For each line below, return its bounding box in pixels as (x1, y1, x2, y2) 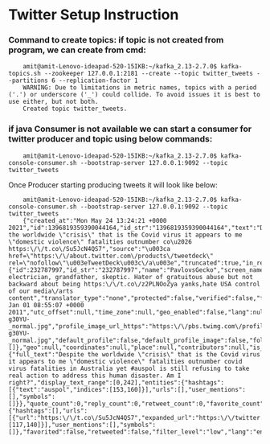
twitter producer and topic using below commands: (8, 134, 213, 145)
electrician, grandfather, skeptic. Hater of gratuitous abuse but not (8, 273, 253, 281)
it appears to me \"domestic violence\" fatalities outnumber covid (8, 357, 243, 365)
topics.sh (8, 70, 42, 78)
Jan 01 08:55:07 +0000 (8, 301, 84, 309)
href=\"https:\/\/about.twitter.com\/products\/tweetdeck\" (8, 252, 215, 260)
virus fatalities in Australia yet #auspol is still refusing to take (8, 364, 250, 372)
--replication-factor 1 (59, 76, 138, 85)
